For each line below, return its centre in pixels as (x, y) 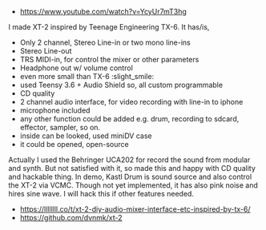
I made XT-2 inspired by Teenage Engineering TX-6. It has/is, (109, 27)
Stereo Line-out (46, 51)
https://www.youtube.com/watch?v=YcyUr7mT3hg (103, 12)
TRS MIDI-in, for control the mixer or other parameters (109, 59)
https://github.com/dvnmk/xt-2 (71, 218)
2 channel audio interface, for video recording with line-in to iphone (131, 102)
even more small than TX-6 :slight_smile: (87, 76)
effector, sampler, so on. (60, 127)
